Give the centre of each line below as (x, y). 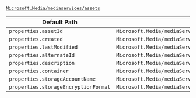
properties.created (36, 39)
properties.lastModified (43, 47)
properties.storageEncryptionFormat (60, 87)
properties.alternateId (42, 55)
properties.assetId (36, 31)
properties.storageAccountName (52, 79)
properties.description (42, 63)
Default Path (60, 22)
